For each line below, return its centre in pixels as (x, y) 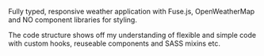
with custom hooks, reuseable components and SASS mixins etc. (114, 43)
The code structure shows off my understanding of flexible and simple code (132, 35)
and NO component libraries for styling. (73, 20)
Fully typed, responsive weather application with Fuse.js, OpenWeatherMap (132, 11)
